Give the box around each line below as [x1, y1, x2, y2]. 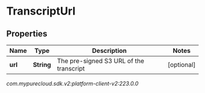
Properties [6, 29, 48, 39]
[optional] [167, 61, 196, 69]
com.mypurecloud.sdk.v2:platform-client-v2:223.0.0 [6, 80, 139, 87]
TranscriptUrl [6, 4, 76, 18]
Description [92, 47, 127, 55]
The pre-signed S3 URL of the [57, 57, 145, 65]
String [32, 61, 51, 69]
